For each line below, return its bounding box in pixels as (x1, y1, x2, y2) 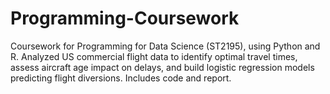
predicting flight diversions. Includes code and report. (10, 72, 232, 84)
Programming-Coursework (10, 7, 240, 30)
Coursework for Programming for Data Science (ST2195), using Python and (10, 40, 321, 52)
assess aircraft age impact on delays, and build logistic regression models (10, 61, 315, 73)
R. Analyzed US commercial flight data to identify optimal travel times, (10, 50, 298, 62)
